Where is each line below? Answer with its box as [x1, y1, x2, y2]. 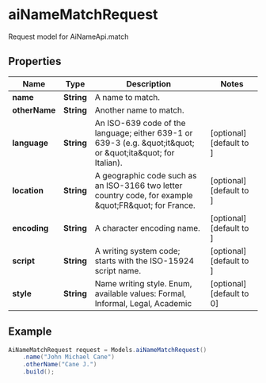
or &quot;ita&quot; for [94, 147, 175, 158]
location [12, 185, 44, 196]
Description [126, 78, 172, 89]
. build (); [22, 368, 55, 376]
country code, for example [94, 190, 193, 201]
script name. [94, 265, 141, 276]
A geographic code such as [94, 170, 197, 181]
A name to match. [94, 91, 161, 102]
